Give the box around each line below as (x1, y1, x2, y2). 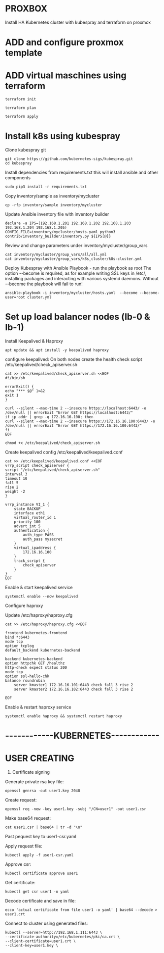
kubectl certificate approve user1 (5, 871, 78, 876)
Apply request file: (5, 843, 43, 849)
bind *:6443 (5, 635, 30, 640)
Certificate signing (12, 769, 50, 775)
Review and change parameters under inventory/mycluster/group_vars (5, 243, 148, 248)
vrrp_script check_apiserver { (5, 463, 69, 468)
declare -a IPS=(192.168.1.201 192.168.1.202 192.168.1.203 (5, 221, 131, 226)
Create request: (5, 797, 37, 803)
